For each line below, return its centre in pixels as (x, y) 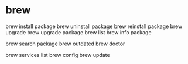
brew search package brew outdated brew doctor (65, 44)
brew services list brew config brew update (58, 55)
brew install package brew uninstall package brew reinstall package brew (94, 26)
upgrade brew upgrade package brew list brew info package (78, 32)
